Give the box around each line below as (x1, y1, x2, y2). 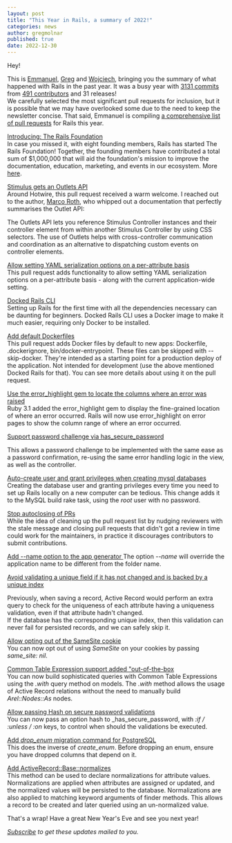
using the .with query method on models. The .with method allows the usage (7, 680, 225, 688)
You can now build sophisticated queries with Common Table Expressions (7, 673, 217, 680)
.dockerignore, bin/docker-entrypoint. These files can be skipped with (7, 347, 207, 355)
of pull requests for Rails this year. (7, 119, 104, 127)
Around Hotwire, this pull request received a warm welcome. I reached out (7, 190, 219, 198)
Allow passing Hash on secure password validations (7, 708, 155, 716)
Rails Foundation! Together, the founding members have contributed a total (7, 147, 220, 155)
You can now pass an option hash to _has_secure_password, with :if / (7, 715, 205, 723)
